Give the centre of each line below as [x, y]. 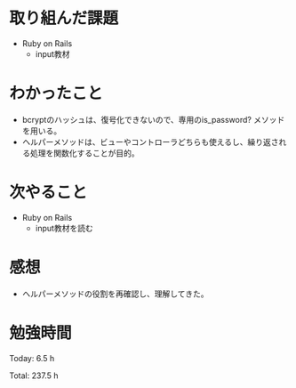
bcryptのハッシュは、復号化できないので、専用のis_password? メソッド [153, 119]
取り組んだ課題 [64, 18]
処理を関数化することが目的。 [84, 153]
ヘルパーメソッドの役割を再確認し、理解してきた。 [115, 294]
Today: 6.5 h [32, 358]
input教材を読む [64, 228]
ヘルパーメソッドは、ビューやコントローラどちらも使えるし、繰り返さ [150, 141]
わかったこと [56, 93]
